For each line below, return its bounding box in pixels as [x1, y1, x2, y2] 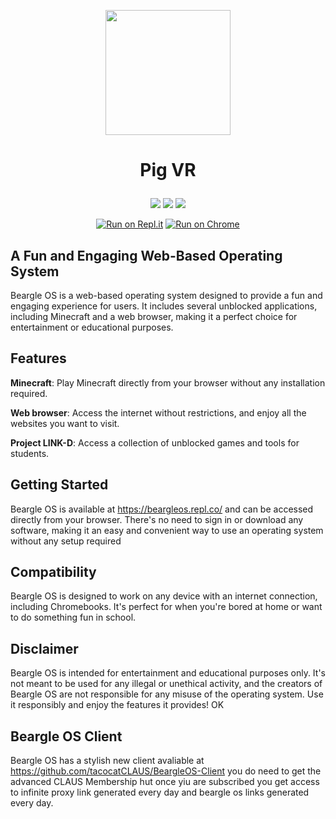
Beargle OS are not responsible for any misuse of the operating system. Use [10, 688, 324, 700]
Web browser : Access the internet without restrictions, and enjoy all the [10, 406, 307, 419]
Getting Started [10, 476, 109, 494]
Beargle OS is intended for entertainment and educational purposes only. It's [10, 667, 326, 679]
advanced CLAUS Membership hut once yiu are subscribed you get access [10, 776, 320, 788]
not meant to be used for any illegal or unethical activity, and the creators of [10, 678, 323, 690]
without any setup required [10, 535, 122, 547]
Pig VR [139, 159, 197, 182]
